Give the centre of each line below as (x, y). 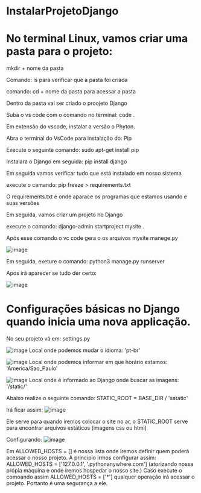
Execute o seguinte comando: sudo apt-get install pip (73, 150)
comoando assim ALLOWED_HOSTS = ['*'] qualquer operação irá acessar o (101, 477)
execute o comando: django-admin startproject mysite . (75, 227)
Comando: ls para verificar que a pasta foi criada (67, 80)
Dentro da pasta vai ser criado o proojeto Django (67, 103)
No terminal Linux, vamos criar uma (97, 39)
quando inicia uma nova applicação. (99, 322)
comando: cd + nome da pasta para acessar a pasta (71, 92)
